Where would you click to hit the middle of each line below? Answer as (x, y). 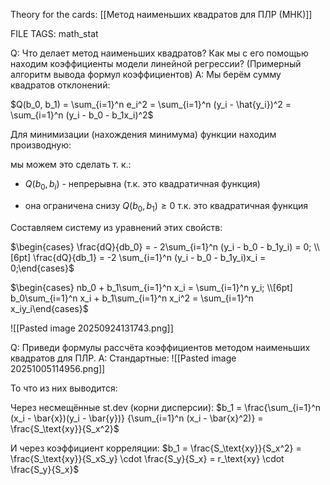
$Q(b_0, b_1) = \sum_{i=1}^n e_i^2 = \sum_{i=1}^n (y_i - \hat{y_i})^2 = (151, 104)
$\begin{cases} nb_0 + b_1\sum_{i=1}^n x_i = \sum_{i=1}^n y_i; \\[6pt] (151, 287)
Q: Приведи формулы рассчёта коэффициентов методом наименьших (160, 347)
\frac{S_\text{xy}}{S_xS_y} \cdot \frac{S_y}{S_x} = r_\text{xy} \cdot (147, 458)
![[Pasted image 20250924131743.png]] (92, 328)
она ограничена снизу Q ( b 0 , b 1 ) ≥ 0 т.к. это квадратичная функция (166, 206)
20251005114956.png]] (58, 368)
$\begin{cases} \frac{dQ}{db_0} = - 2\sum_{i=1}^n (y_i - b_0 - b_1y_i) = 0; (161, 246)
